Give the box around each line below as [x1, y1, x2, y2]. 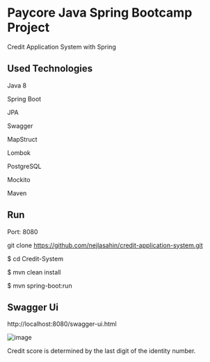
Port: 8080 [7, 227, 38, 236]
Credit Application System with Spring [7, 42, 116, 51]
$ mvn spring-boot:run [7, 281, 72, 290]
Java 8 [7, 81, 26, 90]
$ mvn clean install [7, 268, 61, 276]
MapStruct [7, 135, 38, 143]
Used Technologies [7, 63, 92, 74]
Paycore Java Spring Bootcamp [7, 5, 193, 21]
